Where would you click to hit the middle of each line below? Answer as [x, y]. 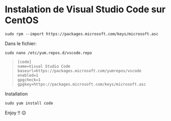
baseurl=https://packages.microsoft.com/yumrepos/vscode [79, 71]
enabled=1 [28, 75]
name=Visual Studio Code [44, 66]
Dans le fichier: [21, 43]
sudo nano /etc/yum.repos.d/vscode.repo [49, 53]
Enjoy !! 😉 [16, 113]
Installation [16, 94]
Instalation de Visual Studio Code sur [85, 9]
